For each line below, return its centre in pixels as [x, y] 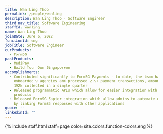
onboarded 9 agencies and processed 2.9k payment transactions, [80, 81]
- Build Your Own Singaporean [40, 68]
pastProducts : [19, 59]
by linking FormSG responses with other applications [69, 104]
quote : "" [15, 108]
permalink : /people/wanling [33, 14]
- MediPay [19, 63]
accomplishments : [23, 72]
